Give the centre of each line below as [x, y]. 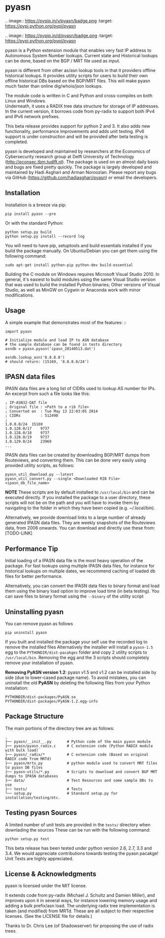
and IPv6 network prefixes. [33, 116]
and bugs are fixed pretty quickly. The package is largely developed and [78, 167]
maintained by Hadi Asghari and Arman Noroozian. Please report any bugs [81, 172]
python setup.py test [27, 839]
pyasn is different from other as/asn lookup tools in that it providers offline [81, 70]
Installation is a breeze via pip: [36, 205]
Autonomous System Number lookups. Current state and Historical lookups [82, 55]
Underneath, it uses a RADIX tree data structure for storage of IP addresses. [82, 106]
